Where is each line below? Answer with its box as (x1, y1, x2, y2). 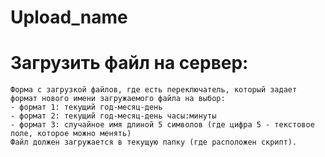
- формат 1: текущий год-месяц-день (10, 102, 163, 113)
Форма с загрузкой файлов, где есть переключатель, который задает (10, 85, 298, 95)
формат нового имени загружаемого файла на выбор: (10, 94, 226, 104)
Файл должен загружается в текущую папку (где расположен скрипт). (10, 137, 298, 148)
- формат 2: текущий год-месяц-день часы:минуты (10, 111, 217, 121)
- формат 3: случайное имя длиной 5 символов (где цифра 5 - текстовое (10, 120, 315, 130)
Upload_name (10, 6, 128, 29)
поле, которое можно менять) (10, 129, 132, 139)
